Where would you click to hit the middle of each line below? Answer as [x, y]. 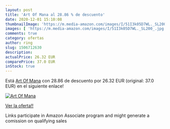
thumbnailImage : [22, 24]
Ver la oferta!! [19, 106]
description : [19, 52]
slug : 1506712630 [24, 48]
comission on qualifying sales [36, 121]
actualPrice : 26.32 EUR [30, 57]
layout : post [19, 10]
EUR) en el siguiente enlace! [35, 86]
